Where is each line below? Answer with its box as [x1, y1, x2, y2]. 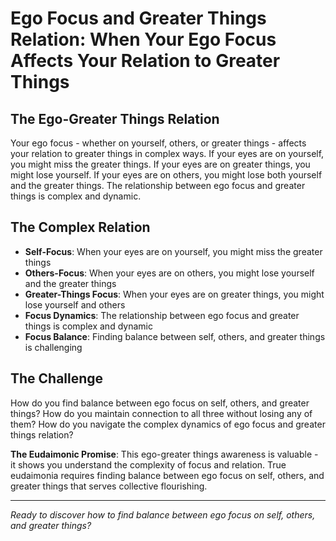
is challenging [24, 341, 83, 353]
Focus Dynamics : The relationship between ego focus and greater [24, 309, 300, 321]
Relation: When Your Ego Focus [10, 28, 277, 51]
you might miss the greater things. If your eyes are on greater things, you [10, 158, 311, 170]
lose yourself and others [24, 298, 126, 311]
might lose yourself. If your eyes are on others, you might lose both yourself [10, 169, 323, 181]
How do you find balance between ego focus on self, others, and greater [10, 397, 310, 409]
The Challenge [10, 370, 104, 387]
